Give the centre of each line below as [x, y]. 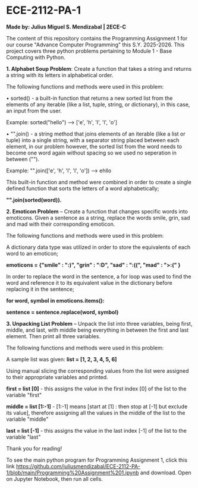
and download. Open [166, 473]
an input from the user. [34, 111]
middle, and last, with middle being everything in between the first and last [98, 330]
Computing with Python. [36, 57]
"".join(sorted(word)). [34, 200]
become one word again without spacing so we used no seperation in [91, 153]
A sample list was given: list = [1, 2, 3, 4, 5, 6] [62, 359]
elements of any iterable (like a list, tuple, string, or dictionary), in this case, [98, 104]
